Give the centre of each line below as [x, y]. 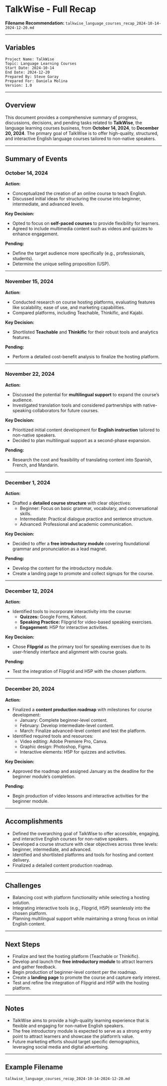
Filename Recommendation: [35, 23]
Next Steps [23, 944]
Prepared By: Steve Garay [32, 77]
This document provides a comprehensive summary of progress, [72, 117]
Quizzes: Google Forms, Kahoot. [53, 617]
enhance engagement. [35, 234]
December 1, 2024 [28, 482]
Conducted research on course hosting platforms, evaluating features [84, 302]
